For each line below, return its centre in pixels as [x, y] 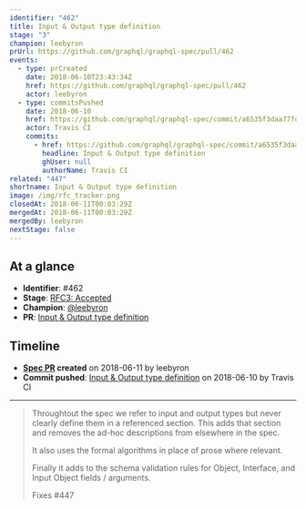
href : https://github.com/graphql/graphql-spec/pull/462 [136, 86]
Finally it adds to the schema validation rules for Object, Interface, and [163, 468]
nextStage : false [42, 229]
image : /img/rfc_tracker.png [65, 196]
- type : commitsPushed [61, 102]
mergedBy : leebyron [46, 221]
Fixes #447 [53, 495]
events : [24, 60]
